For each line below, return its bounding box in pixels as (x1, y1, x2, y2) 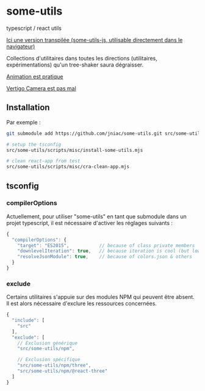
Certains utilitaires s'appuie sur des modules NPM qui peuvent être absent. (6, 293, 195, 301)
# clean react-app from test (6, 158, 81, 164)
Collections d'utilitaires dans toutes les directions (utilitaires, (6, 54, 157, 62)
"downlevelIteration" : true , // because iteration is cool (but (17, 248, 190, 254)
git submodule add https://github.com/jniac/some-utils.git (6, 130, 163, 137)
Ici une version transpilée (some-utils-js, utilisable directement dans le (6, 36, 183, 43)
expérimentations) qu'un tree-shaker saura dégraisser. (6, 61, 144, 68)
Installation (6, 102, 50, 113)
